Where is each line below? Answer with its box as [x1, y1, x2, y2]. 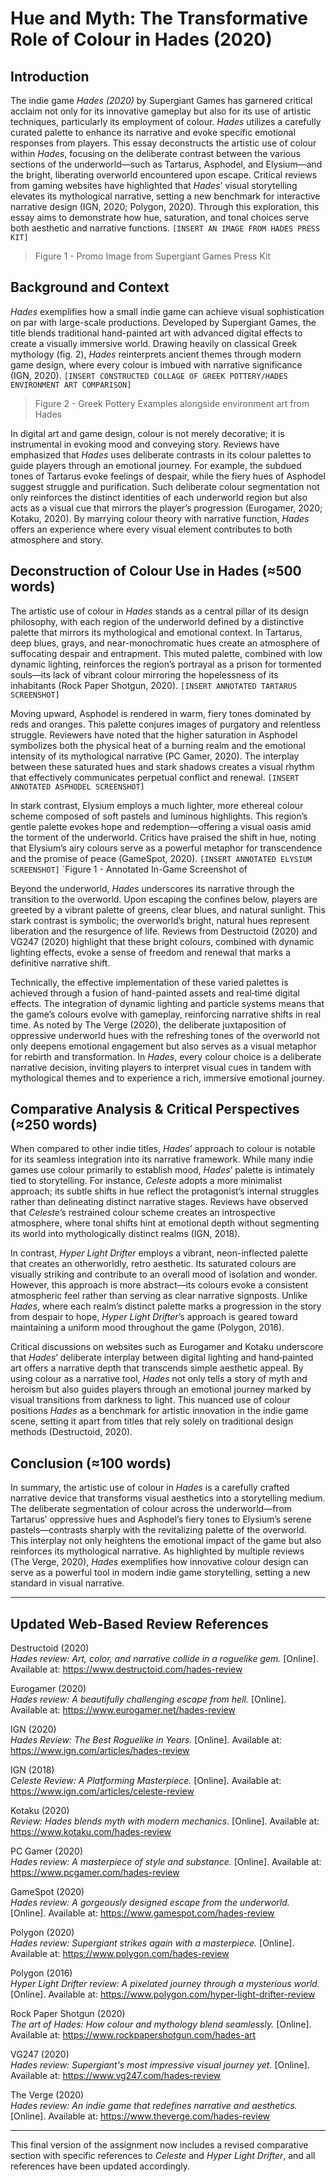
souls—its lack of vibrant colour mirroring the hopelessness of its [10, 668, 279, 681]
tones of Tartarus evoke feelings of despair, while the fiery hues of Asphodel [10, 470, 326, 482]
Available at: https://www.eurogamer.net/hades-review [10, 1704, 236, 1716]
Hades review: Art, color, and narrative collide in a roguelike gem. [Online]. [10, 1653, 319, 1665]
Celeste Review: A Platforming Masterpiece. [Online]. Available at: [10, 1775, 282, 1787]
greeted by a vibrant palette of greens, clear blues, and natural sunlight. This [10, 903, 326, 916]
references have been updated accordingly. [10, 2160, 191, 2172]
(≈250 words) [10, 1117, 98, 1134]
